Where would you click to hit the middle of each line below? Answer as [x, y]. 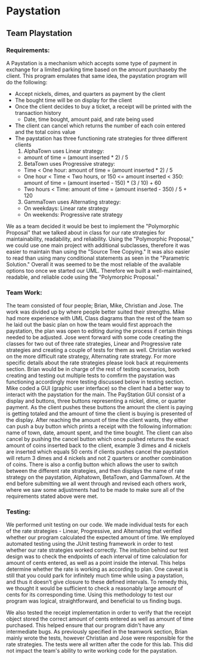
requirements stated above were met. [52, 496]
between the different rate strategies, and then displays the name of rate [96, 471]
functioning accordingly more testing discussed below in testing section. [96, 382]
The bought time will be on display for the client [73, 100]
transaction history [38, 112]
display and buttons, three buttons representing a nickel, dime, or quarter [96, 401]
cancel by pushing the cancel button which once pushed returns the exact [98, 439]
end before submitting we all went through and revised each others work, [96, 483]
